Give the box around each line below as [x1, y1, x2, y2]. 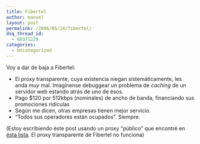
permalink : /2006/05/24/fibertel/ [6, 25, 93, 32]
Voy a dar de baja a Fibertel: [6, 64, 76, 71]
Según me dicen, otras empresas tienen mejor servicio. [14, 107, 151, 114]
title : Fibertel [6, 8, 47, 15]
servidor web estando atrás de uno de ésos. [14, 87, 124, 95]
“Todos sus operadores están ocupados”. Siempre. [14, 113, 140, 120]
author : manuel [6, 14, 44, 20]
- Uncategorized [11, 48, 52, 54]
